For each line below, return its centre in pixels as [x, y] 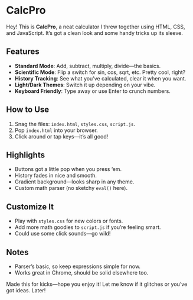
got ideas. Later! [26, 290]
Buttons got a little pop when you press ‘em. [68, 169]
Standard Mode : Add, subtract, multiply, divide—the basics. [88, 66]
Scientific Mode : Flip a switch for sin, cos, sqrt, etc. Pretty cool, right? [100, 72]
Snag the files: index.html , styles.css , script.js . [75, 124]
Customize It [30, 207]
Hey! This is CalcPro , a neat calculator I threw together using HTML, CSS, [96, 27]
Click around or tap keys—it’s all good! [61, 136]
